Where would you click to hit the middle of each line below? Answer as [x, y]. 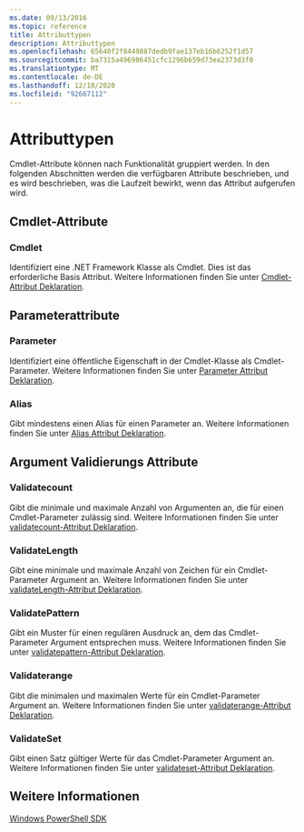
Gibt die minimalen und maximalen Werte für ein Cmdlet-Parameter [135, 696]
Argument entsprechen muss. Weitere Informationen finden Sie [168, 643]
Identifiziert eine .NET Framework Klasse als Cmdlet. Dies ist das [130, 267]
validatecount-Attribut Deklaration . [74, 526]
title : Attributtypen [50, 35]
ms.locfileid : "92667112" [58, 94]
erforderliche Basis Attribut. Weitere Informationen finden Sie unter [134, 277]
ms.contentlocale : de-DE [56, 77]
